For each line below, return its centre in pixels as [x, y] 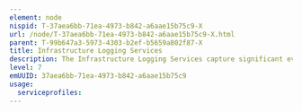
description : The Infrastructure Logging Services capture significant [146, 59]
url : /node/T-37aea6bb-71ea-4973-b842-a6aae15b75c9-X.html [122, 34]
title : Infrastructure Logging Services [86, 51]
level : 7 [26, 68]
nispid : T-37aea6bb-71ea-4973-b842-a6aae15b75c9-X [106, 26]
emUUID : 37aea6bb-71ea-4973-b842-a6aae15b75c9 [98, 76]
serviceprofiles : [50, 92]
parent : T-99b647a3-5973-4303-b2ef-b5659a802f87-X [106, 43]
